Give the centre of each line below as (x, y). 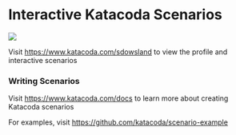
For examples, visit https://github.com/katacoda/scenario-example (118, 122)
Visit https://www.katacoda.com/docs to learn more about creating (118, 98)
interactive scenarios (43, 60)
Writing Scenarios (44, 81)
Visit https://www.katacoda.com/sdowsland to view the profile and (118, 52)
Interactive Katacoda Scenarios (115, 15)
